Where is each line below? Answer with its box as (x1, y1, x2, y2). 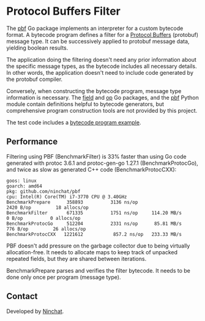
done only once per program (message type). (6, 273, 121, 281)
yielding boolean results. (6, 44, 69, 51)
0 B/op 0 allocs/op (6, 215, 81, 221)
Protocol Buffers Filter (6, 4, 121, 18)
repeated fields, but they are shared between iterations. (6, 255, 147, 262)
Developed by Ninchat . (6, 308, 64, 315)
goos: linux (6, 178, 37, 184)
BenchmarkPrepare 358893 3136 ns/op (6, 199, 138, 205)
